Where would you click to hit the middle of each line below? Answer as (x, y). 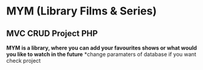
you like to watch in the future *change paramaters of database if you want (101, 54)
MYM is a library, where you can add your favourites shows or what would (102, 48)
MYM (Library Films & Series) (81, 11)
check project (24, 61)
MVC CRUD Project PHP (52, 33)
